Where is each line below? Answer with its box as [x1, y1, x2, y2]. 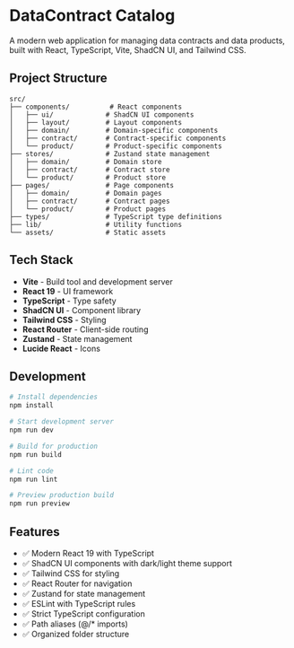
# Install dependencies [9, 392, 99, 402]
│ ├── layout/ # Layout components [9, 118, 182, 127]
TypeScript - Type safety [22, 295, 117, 306]
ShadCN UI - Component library [22, 304, 142, 315]
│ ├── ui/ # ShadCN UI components [9, 109, 195, 119]
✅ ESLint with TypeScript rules [22, 598, 136, 609]
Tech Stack [9, 252, 73, 267]
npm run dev [9, 425, 54, 434]
